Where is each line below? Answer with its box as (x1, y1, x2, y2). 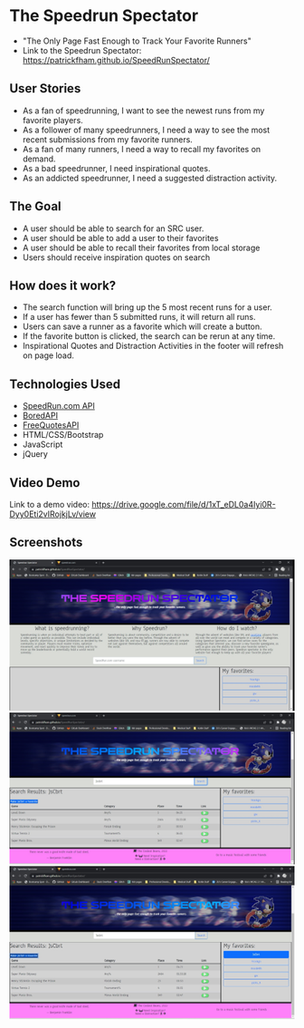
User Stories (9, 81, 81, 96)
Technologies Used (9, 376, 120, 392)
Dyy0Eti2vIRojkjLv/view (9, 509, 97, 519)
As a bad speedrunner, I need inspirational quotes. (22, 162, 211, 173)
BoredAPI (22, 410, 59, 422)
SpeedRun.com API (22, 401, 95, 412)
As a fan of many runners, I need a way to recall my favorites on (22, 143, 261, 154)
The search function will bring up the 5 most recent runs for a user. (22, 302, 273, 313)
